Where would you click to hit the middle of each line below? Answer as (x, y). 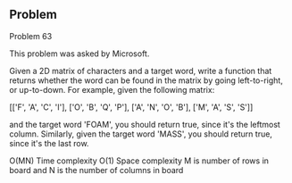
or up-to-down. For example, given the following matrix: (112, 89)
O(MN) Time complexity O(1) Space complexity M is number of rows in (139, 161)
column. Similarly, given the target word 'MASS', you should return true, (141, 134)
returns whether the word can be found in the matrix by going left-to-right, (146, 80)
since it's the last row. (49, 143)
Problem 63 (31, 36)
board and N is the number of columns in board (96, 170)
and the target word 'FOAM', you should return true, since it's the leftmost (145, 124)
